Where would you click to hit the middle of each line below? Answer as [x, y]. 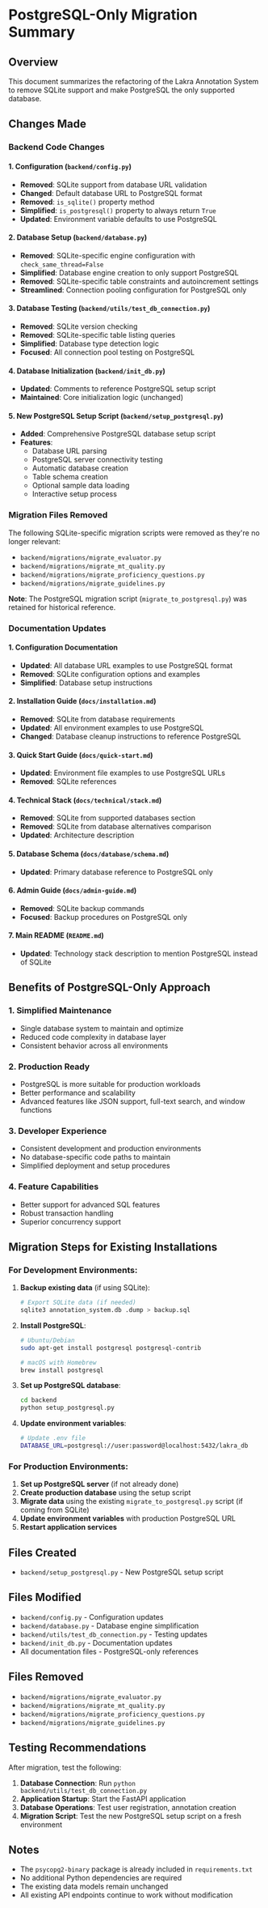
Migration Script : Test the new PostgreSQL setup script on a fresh [131, 1816]
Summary [42, 32]
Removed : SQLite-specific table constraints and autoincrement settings [139, 281]
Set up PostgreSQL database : [70, 1386]
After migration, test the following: [65, 1767]
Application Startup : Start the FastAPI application [103, 1799]
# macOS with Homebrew [58, 1362]
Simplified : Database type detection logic [90, 343]
